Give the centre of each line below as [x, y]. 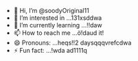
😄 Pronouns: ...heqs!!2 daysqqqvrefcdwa [72, 42]
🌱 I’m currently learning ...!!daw [58, 25]
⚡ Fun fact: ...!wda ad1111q [50, 50]
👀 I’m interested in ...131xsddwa [58, 18]
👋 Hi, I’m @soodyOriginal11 [51, 11]
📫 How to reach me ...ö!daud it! [59, 33]
